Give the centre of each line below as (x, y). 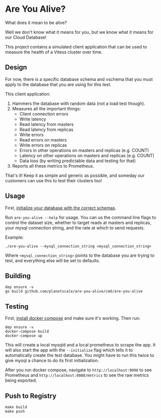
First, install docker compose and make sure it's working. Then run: (73, 318)
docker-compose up (24, 336)
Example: (14, 237)
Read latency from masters (47, 124)
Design (16, 67)
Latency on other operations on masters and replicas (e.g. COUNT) (87, 155)
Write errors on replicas (43, 145)
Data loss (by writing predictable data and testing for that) (78, 161)
